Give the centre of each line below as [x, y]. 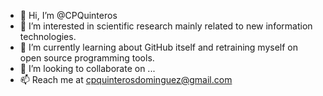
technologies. [48, 36]
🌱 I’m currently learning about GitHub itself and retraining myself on [159, 47]
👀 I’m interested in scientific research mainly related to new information [166, 26]
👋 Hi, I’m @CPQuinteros [68, 15]
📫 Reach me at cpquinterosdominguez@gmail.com [126, 79]
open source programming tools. [87, 58]
